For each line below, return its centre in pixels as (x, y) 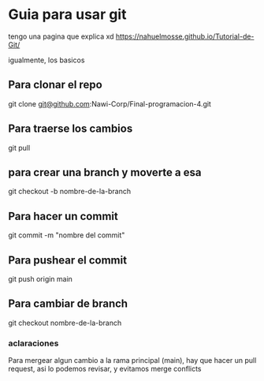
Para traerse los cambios (71, 129)
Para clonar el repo (55, 85)
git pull (19, 148)
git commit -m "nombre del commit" (67, 235)
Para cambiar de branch (68, 304)
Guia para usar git (67, 15)
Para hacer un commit (63, 216)
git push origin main (41, 279)
